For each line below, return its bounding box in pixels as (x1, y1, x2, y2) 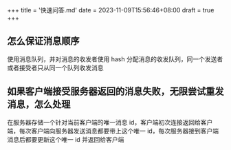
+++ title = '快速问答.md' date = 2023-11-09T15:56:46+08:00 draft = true (7, 6, 214, 14)
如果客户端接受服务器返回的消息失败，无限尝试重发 (7, 85, 224, 98)
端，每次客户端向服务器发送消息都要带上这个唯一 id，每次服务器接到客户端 (7, 127, 219, 135)
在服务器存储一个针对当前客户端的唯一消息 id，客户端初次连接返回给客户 (7, 118, 213, 126)
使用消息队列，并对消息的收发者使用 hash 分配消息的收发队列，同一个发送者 (7, 54, 223, 63)
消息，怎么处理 (7, 98, 71, 110)
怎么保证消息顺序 (7, 35, 80, 47)
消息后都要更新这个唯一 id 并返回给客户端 (7, 135, 124, 143)
